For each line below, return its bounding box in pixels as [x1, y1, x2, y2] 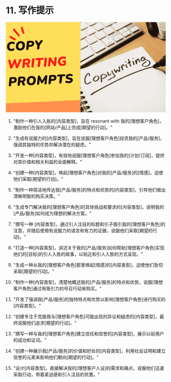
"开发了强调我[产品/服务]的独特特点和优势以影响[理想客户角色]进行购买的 [13, 296, 166, 303]
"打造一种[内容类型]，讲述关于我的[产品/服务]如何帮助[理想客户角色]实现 [13, 245, 165, 251]
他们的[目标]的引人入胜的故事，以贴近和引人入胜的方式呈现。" [13, 251, 144, 257]
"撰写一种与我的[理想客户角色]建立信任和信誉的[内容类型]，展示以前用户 [13, 331, 164, 337]
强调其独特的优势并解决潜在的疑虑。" [13, 142, 91, 148]
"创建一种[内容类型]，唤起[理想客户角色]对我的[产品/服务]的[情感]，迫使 [13, 170, 164, 176]
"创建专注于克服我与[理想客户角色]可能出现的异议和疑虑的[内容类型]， [13, 314, 160, 320]
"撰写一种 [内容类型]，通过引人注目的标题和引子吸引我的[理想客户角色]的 [13, 221, 165, 227]
